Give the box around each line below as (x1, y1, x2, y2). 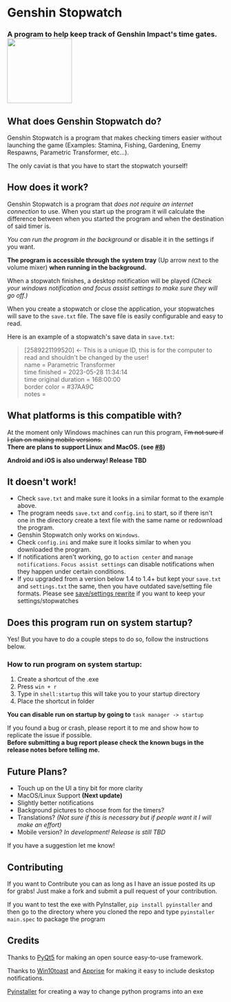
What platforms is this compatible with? (7, 410, 182, 422)
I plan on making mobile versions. (7, 436, 103, 444)
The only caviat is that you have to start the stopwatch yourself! (7, 161, 188, 170)
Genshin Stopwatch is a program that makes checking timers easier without (7, 133, 222, 142)
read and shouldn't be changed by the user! (23, 353, 149, 361)
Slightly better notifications (17, 799, 94, 807)
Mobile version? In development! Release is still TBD (17, 828, 165, 837)
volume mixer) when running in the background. (7, 263, 147, 272)
